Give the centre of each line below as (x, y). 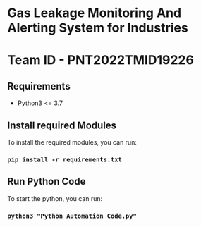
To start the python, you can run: (55, 198)
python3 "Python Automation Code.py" (72, 216)
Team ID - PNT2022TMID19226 (100, 60)
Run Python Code (47, 182)
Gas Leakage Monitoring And (95, 13)
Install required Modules (62, 125)
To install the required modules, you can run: (72, 142)
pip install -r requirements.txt (65, 159)
